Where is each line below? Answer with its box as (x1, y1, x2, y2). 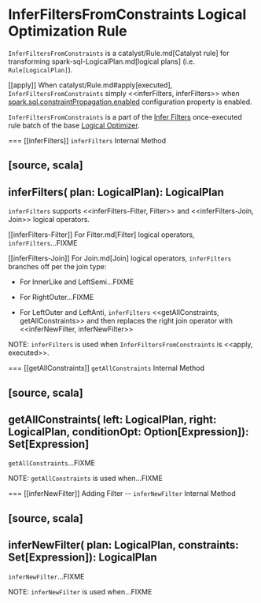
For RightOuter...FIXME (19, 293, 94, 302)
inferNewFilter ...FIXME (8, 572, 85, 581)
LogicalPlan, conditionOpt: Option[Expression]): (8, 425, 249, 438)
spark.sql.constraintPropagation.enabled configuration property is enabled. (8, 97, 252, 106)
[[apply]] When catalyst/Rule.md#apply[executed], (8, 80, 173, 90)
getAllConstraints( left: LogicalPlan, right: (8, 412, 217, 426)
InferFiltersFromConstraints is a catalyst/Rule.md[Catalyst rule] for (8, 48, 230, 57)
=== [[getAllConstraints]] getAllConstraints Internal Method (8, 364, 205, 373)
